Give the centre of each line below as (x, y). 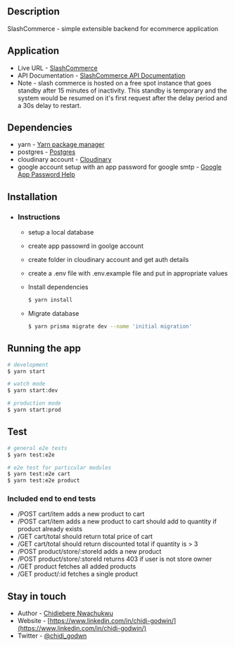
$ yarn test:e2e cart (39, 474)
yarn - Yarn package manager (61, 145)
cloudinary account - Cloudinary (64, 160)
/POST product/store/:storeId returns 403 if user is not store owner (115, 559)
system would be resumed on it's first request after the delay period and (122, 97)
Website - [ (34, 621)
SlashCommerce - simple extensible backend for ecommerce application (113, 28)
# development (28, 364)
